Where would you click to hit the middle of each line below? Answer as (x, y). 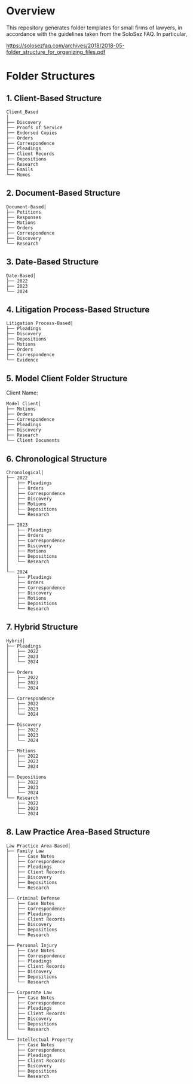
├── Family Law (25, 851)
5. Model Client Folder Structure (67, 378)
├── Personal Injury (32, 945)
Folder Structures (51, 76)
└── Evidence (22, 360)
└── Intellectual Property (40, 1040)
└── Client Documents (33, 441)
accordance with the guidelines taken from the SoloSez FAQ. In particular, (97, 34)
